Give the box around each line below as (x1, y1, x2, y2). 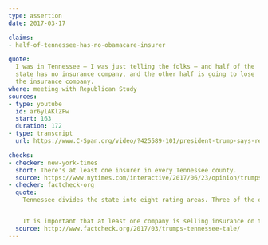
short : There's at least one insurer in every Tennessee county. (15, 166, 238, 174)
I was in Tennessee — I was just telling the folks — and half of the (15, 63, 255, 71)
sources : (8, 93, 37, 101)
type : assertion (8, 11, 62, 20)
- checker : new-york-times (8, 159, 98, 167)
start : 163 (15, 115, 52, 123)
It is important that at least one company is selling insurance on (22, 217, 255, 225)
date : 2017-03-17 (8, 19, 66, 27)
